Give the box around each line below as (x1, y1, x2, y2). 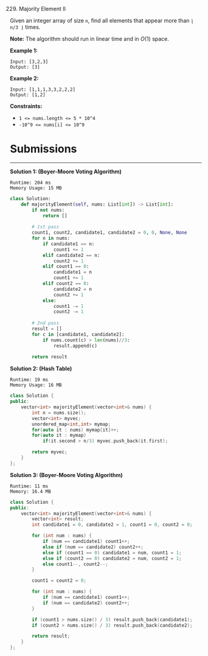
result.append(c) (53, 343, 98, 349)
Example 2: (10, 75, 39, 82)
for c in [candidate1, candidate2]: (32, 331, 125, 337)
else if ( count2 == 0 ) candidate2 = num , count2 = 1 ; (42, 555, 182, 562)
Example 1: (10, 47, 38, 54)
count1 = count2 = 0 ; (32, 577, 87, 584)
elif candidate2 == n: (42, 252, 100, 258)
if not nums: (32, 207, 65, 213)
